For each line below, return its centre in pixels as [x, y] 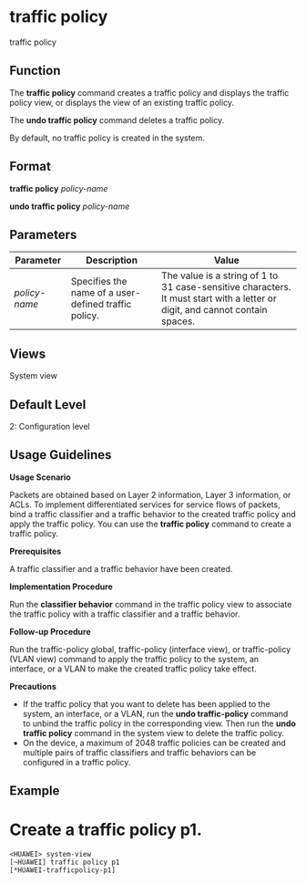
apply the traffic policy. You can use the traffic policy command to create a [150, 524]
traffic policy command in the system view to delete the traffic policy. [153, 733]
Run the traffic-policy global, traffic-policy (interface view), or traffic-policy [150, 649]
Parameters [43, 234]
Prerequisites [36, 551]
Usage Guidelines [61, 455]
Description [112, 260]
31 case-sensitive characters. [226, 287]
